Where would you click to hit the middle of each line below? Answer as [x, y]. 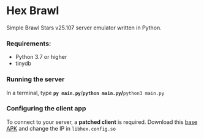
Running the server [36, 79]
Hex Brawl [33, 11]
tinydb [23, 63]
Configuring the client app [46, 109]
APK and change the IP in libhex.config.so [61, 128]
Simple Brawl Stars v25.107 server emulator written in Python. [84, 28]
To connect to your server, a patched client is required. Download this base [102, 122]
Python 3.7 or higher [41, 57]
